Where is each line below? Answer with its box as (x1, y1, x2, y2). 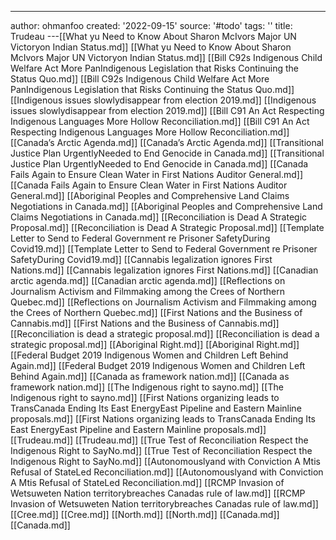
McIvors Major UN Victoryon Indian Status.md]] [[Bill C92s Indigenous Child (10, 52, 323, 63)
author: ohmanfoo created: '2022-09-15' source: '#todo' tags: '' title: (10, 20, 293, 31)
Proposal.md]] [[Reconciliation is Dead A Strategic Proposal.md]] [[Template (10, 222, 325, 233)
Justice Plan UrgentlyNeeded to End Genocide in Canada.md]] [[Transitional (10, 147, 325, 159)
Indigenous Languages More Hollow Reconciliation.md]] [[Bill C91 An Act (10, 116, 310, 127)
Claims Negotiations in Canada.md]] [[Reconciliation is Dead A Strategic (10, 211, 308, 223)
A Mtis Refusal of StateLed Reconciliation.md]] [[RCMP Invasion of (10, 477, 285, 488)
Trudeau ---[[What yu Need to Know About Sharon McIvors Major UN (10, 31, 297, 42)
